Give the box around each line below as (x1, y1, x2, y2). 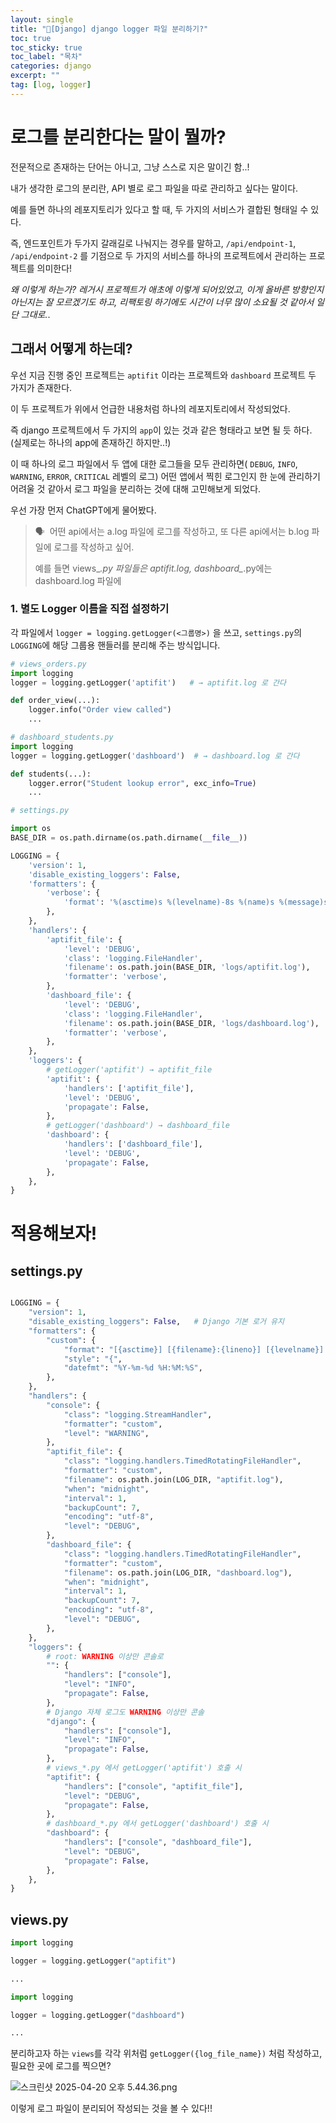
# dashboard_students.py (10, 732, 114, 743)
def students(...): (10, 769, 92, 779)
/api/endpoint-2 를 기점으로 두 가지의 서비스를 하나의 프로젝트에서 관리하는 (10, 249, 307, 261)
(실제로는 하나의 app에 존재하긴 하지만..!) (10, 436, 172, 448)
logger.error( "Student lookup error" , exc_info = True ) (28, 778, 257, 788)
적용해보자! (10, 1222, 98, 1245)
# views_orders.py (10, 659, 87, 669)
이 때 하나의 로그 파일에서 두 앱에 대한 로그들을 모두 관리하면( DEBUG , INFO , (10, 457, 298, 470)
